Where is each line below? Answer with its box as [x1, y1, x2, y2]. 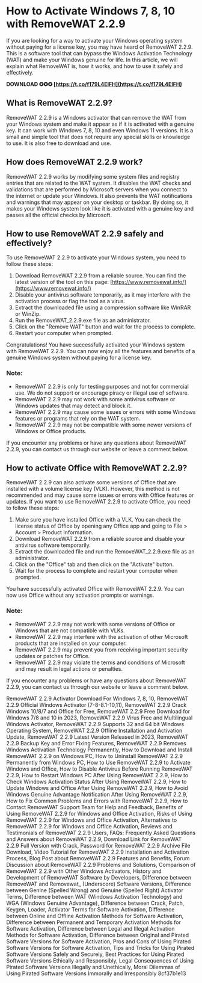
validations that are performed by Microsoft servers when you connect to [6, 185, 188, 193]
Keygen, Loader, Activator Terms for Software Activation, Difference [6, 905, 175, 913]
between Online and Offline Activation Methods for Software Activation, [6, 912, 184, 919]
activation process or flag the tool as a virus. [14, 298, 126, 305]
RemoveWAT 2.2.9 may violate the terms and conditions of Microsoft [14, 659, 185, 666]
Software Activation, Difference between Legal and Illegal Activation [6, 925, 176, 932]
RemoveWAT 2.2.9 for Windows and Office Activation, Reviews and [6, 822, 173, 830]
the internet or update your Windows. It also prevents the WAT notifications [6, 192, 192, 199]
